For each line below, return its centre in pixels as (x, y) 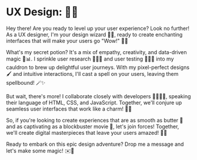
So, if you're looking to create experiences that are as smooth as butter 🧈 (95, 120)
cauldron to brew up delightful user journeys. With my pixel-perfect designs (98, 67)
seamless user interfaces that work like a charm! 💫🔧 (69, 109)
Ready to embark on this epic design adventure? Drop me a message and (95, 144)
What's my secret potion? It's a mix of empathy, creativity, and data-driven (96, 52)
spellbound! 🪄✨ (26, 82)
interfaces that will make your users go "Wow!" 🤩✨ (67, 41)
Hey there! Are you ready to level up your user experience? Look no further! (98, 28)
